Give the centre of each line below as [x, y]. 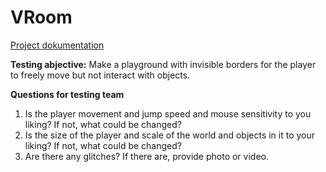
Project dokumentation [57, 45]
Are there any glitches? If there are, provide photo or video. [146, 156]
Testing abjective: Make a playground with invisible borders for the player [163, 64]
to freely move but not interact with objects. [100, 75]
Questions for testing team [67, 94]
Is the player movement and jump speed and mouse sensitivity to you [168, 113]
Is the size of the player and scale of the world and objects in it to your [170, 135]
